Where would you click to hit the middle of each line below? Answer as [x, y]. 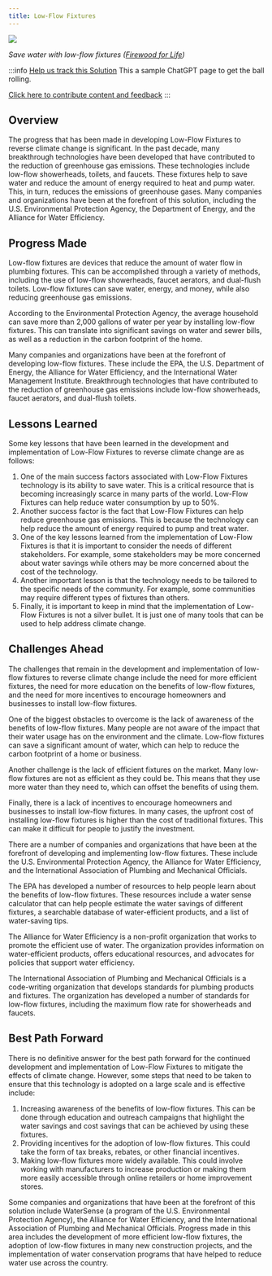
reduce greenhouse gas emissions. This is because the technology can [139, 520]
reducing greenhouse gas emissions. [70, 297]
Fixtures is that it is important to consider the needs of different [126, 546]
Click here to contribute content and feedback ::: [90, 94]
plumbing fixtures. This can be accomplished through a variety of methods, [134, 272]
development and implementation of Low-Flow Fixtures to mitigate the [126, 1067]
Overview [34, 120]
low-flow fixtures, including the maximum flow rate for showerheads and [130, 1004]
